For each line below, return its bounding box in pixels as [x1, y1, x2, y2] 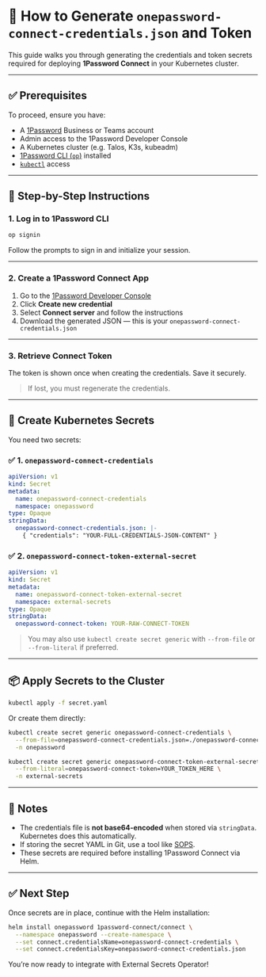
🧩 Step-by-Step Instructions [8, 189, 150, 203]
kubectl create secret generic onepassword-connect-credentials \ [8, 728, 232, 736]
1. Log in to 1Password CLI [8, 213, 109, 224]
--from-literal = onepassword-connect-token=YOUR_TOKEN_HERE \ [15, 765, 222, 773]
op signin [8, 231, 41, 239]
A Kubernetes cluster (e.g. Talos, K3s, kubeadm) [19, 142, 178, 151]
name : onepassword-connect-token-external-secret [15, 590, 182, 598]
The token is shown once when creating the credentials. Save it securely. [8, 368, 247, 377]
